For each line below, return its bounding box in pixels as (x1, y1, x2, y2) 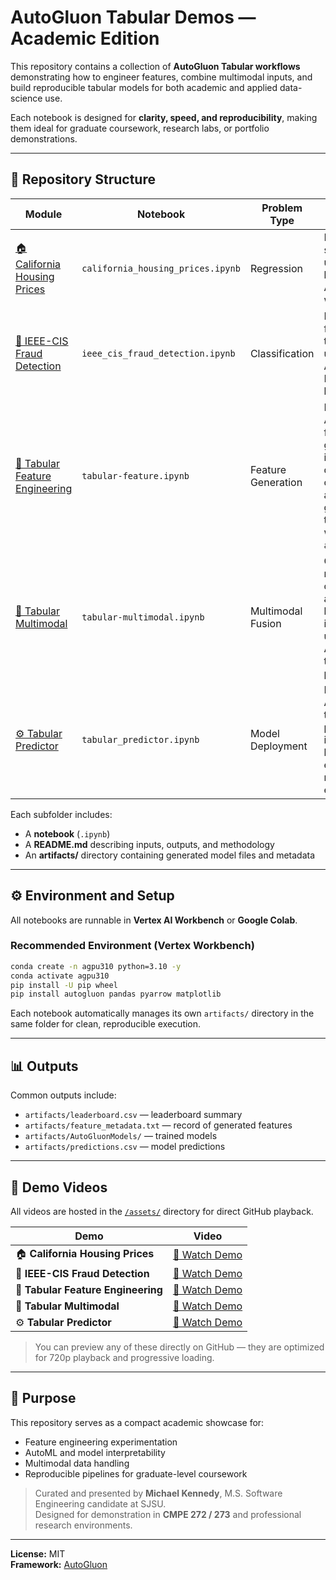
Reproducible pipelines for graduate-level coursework (24, 1467, 248, 1480)
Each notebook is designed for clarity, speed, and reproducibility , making (10, 111, 318, 123)
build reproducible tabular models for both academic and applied (10, 81, 278, 93)
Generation (249, 475, 303, 489)
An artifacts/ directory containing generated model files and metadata (24, 849, 316, 861)
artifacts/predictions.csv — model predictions (24, 1141, 226, 1153)
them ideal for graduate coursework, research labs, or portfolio (10, 122, 270, 134)
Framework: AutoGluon (10, 1558, 108, 1570)
